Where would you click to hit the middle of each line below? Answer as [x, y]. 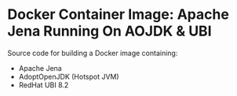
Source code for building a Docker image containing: [93, 53]
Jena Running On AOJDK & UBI [110, 31]
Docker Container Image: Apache [118, 15]
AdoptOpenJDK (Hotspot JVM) [69, 76]
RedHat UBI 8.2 [44, 85]
